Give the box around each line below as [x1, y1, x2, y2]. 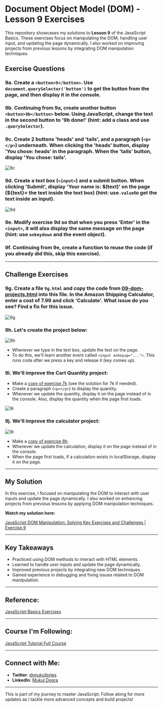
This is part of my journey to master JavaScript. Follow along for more [5, 691, 145, 697]
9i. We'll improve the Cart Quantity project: [5, 369, 108, 376]
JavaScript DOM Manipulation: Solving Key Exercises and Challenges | [5, 520, 147, 525]
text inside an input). [5, 196, 55, 203]
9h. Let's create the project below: [5, 326, 88, 333]
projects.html [5, 291, 38, 298]
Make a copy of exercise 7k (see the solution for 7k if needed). [12, 381, 137, 387]
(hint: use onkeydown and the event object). [5, 231, 107, 238]
